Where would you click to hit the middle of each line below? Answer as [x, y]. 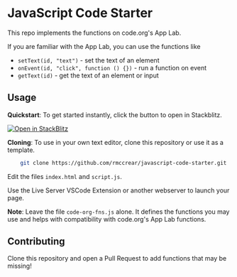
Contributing [36, 242]
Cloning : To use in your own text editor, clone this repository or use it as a [115, 142]
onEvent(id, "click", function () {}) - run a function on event [112, 67]
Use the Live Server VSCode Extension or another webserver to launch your [118, 190]
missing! [20, 266]
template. [21, 150]
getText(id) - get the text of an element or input [88, 75]
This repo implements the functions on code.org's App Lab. [94, 33]
